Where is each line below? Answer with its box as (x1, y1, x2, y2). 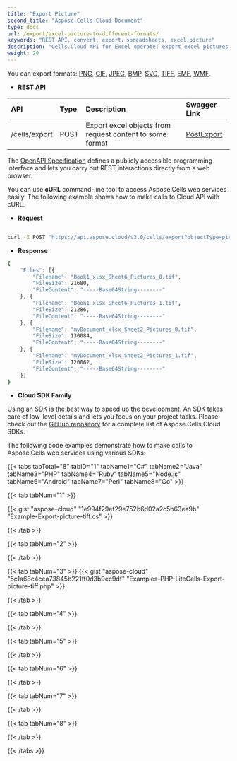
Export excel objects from (85, 120, 171, 130)
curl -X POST (7, 233, 46, 240)
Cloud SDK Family (17, 391, 72, 400)
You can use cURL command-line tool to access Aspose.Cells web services (7, 185, 227, 193)
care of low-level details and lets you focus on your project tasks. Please (7, 412, 219, 421)
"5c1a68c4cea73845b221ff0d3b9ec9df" (7, 574, 126, 583)
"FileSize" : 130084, (32, 332, 93, 339)
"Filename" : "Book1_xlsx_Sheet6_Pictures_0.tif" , (32, 273, 181, 280)
